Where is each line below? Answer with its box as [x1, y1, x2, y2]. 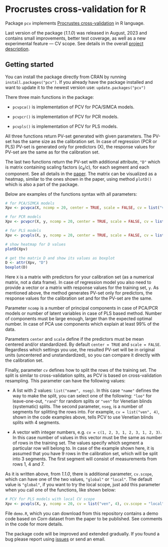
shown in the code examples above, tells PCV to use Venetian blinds [12, 414, 153, 420]
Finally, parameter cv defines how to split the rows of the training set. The [5, 367, 156, 373]
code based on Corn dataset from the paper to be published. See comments [5, 515, 162, 521]
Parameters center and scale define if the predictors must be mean [5, 336, 144, 342]
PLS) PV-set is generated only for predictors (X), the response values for [5, 144, 155, 150]
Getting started [5, 60, 54, 69]
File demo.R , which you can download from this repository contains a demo [5, 510, 158, 516]
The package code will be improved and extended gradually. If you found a [5, 530, 160, 536]
